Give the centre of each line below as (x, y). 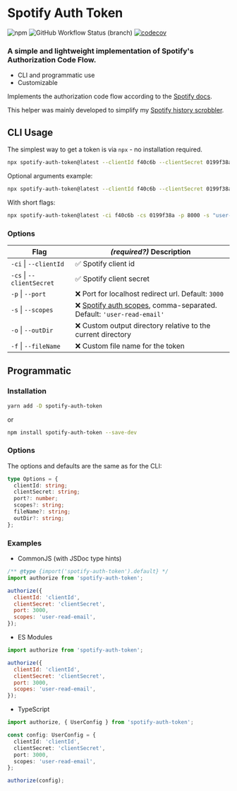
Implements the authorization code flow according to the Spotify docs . (110, 96)
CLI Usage (30, 132)
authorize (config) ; (36, 781)
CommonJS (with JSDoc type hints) (69, 558)
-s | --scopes (32, 309)
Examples (25, 543)
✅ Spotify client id (105, 263)
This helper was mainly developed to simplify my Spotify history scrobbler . (116, 110)
